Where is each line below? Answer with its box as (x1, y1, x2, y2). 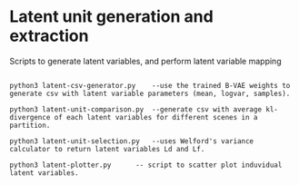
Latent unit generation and (9, 6, 214, 27)
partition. (9, 121, 51, 130)
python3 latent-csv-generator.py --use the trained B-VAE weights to (9, 81, 291, 90)
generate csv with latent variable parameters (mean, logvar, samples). (9, 89, 291, 98)
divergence (9, 112, 51, 122)
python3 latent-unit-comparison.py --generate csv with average (9, 104, 262, 114)
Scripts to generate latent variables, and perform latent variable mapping (9, 55, 282, 66)
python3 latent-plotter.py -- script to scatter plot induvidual (9, 161, 283, 170)
